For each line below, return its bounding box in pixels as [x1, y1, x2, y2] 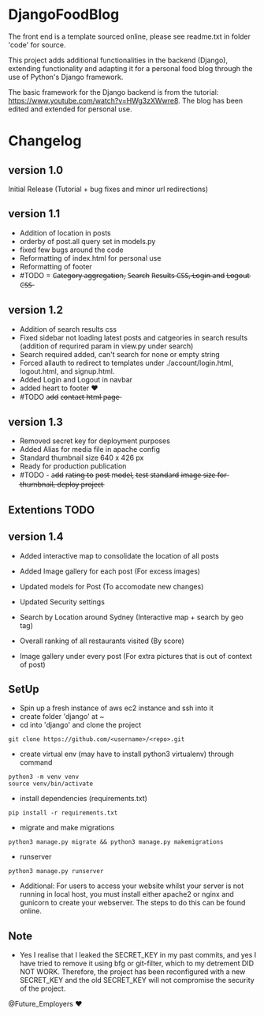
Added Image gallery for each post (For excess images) [19, 566, 201, 576]
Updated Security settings [19, 596, 105, 606]
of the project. [19, 984, 66, 993]
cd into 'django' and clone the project [19, 721, 142, 730]
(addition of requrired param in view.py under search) [19, 341, 194, 351]
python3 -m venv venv [8, 773, 80, 781]
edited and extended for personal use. [8, 104, 132, 114]
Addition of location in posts [19, 228, 112, 238]
